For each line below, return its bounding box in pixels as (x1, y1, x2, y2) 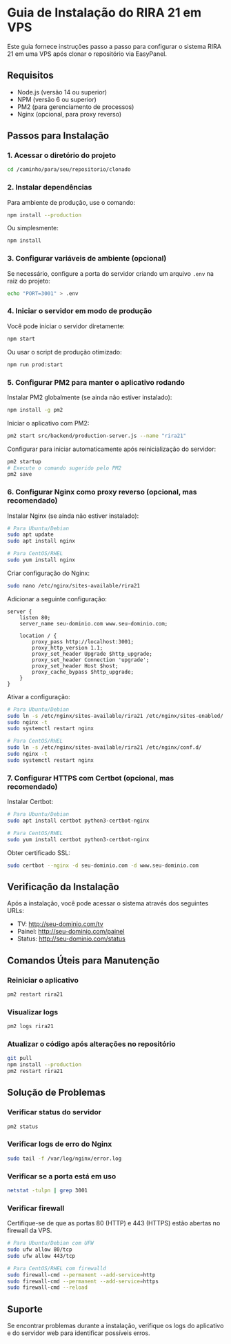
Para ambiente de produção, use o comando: (7, 198, 136, 206)
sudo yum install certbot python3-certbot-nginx (7, 836, 150, 843)
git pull (7, 1055, 32, 1062)
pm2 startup (7, 458, 41, 465)
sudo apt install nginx (7, 538, 76, 545)
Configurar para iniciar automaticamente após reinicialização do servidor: (7, 445, 216, 453)
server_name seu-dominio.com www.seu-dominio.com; (19, 620, 168, 627)
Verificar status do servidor (7, 1107, 102, 1117)
